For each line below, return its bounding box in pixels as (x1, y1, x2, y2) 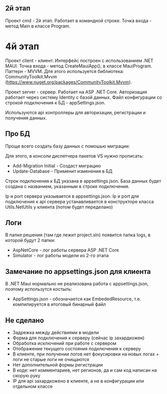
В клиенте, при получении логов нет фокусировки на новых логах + (12, 351, 159, 357)
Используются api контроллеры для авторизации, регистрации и (5, 109, 146, 116)
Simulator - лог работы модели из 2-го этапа (12, 253, 109, 259)
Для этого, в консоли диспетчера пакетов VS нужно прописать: (5, 153, 144, 159)
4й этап (5, 41, 39, 52)
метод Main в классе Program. (5, 23, 71, 29)
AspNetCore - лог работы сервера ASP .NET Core (12, 247, 120, 253)
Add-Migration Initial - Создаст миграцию (12, 162, 101, 169)
